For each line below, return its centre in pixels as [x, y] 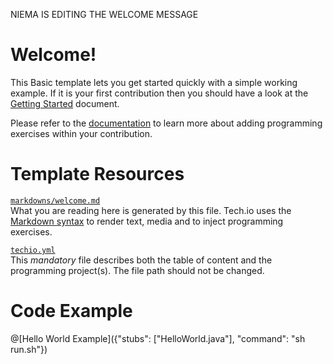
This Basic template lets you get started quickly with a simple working [154, 82]
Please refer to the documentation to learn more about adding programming [166, 123]
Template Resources [97, 174]
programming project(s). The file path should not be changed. [137, 270]
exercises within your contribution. [81, 133]
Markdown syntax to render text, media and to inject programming [147, 221]
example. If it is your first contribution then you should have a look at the [159, 93]
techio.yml [33, 250]
